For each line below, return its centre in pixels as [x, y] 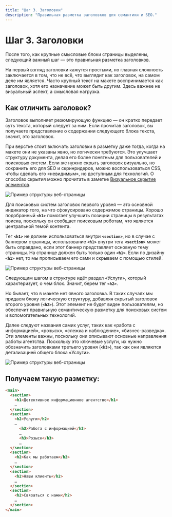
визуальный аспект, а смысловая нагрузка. [53, 92]
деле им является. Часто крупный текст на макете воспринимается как [84, 81]
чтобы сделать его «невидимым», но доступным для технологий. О [80, 174]
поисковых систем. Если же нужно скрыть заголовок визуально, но [80, 163]
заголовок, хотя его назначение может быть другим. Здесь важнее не [83, 86]
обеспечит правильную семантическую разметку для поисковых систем [86, 310]
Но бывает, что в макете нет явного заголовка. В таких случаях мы [79, 294]
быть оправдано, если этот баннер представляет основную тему [77, 247]
